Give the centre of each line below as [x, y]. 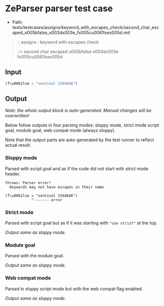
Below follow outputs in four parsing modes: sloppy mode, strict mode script [82, 125]
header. [13, 174]
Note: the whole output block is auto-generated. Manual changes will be [78, 110]
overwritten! [17, 116]
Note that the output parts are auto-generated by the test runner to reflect [80, 140]
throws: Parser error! [28, 183]
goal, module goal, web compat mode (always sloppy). [60, 130]
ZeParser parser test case [59, 9]
